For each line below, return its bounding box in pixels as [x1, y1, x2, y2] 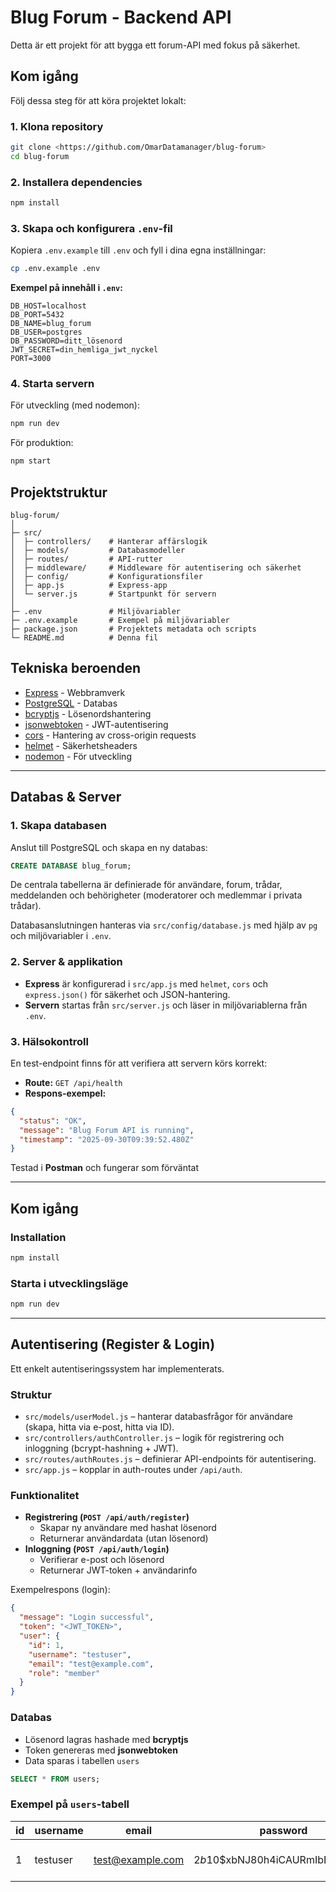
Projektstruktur [10, 484, 108, 501]
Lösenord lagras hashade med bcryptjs [24, 1733, 189, 1745]
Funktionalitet [10, 1489, 80, 1503]
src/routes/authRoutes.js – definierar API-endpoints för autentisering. [24, 1453, 317, 1465]
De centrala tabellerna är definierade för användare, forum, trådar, [10, 879, 283, 891]
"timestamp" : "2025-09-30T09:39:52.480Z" [19, 1134, 195, 1145]
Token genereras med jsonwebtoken [24, 1744, 178, 1756]
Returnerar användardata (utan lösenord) [39, 1532, 209, 1545]
